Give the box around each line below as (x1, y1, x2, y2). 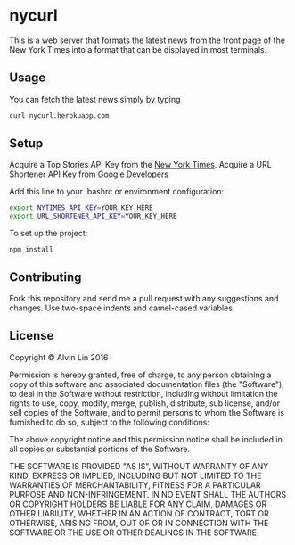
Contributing (9, 269, 82, 285)
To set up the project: (9, 228, 88, 239)
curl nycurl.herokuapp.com (9, 111, 110, 120)
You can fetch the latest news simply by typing (9, 94, 181, 104)
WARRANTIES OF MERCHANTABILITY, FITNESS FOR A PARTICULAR (9, 479, 261, 491)
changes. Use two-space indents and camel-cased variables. (9, 302, 235, 313)
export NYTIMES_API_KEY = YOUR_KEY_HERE (9, 203, 153, 212)
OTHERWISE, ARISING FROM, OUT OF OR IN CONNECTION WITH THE (9, 517, 269, 528)
